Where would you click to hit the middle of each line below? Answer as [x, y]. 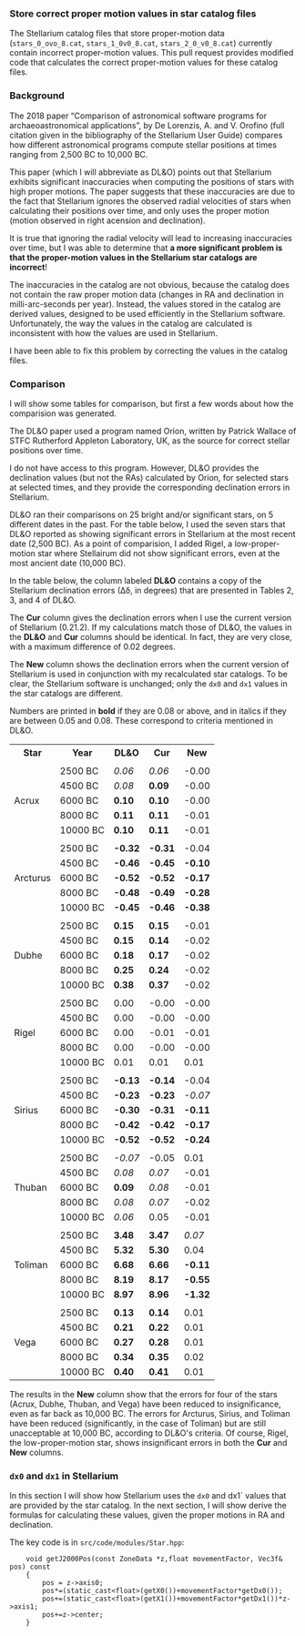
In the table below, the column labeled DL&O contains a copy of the [136, 580]
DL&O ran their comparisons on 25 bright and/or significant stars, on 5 [142, 514]
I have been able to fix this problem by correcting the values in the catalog [149, 351]
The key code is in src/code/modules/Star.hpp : [97, 1542]
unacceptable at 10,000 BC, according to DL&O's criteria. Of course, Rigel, [149, 1433]
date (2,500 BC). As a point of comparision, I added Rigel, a [121, 544]
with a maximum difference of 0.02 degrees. [92, 646]
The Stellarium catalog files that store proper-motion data [117, 34]
